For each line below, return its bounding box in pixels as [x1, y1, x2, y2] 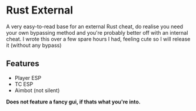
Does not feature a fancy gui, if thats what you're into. [6, 98, 141, 105]
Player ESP [14, 74, 42, 81]
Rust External [6, 4, 74, 17]
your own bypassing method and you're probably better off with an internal [6, 29, 188, 36]
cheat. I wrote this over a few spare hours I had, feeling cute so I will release [6, 35, 191, 42]
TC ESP [14, 80, 34, 88]
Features [6, 59, 39, 69]
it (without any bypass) [6, 42, 62, 49]
